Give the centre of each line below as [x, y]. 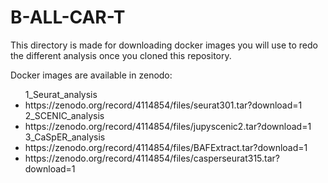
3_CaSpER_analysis [65, 137]
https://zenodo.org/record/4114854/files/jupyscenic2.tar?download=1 [168, 126]
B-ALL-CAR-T [68, 17]
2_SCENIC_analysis [64, 115]
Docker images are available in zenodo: [91, 75]
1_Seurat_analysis [61, 94]
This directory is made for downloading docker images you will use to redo [164, 45]
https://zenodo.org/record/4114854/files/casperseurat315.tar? [152, 158]
